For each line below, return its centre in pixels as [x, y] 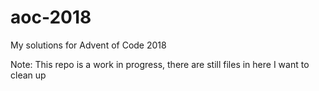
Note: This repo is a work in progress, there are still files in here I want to [160, 64]
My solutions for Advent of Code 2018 [88, 45]
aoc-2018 [51, 17]
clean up [28, 75]
